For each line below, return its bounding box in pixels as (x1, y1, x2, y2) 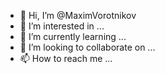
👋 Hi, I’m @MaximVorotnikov (19, 10, 137, 21)
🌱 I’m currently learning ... (19, 31, 127, 42)
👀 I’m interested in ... (19, 20, 105, 32)
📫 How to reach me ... (19, 53, 113, 64)
